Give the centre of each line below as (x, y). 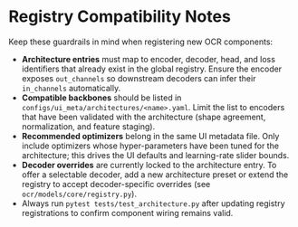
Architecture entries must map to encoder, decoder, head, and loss (148, 59)
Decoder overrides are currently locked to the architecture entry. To (149, 165)
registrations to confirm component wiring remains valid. (127, 213)
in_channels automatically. (71, 88)
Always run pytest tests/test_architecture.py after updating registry (154, 203)
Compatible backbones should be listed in (101, 98)
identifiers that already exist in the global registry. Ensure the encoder (152, 69)
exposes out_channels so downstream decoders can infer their (139, 78)
